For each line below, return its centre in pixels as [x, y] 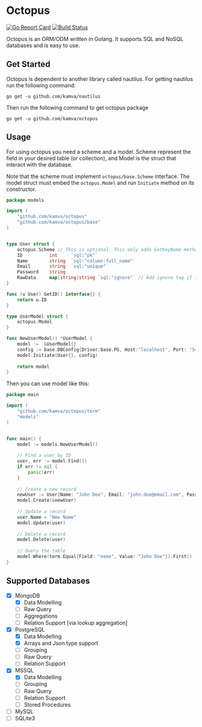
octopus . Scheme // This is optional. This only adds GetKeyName [99, 249]
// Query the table [41, 551]
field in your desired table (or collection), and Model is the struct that [91, 158]
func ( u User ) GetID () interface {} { [54, 294]
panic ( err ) [41, 472]
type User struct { [31, 244]
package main [23, 395]
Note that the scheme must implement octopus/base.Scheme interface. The [98, 176]
